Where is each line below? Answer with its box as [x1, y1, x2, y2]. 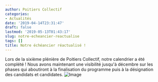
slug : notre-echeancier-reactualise [5, 34, 79, 39]
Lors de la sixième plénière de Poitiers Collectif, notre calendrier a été [5, 56, 145, 62]
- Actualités [5, 16, 32, 21]
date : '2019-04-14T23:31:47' [5, 20, 64, 26]
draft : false [5, 25, 32, 30]
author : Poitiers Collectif [5, 7, 62, 12]
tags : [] [5, 39, 23, 43]
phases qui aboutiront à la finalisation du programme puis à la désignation [5, 66, 154, 72]
